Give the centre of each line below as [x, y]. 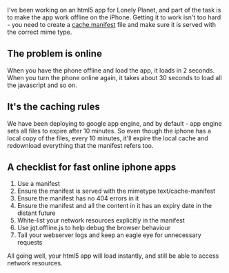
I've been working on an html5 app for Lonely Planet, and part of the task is [114, 10]
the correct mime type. [40, 32]
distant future [36, 213]
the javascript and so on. [42, 85]
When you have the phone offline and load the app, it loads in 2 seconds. [111, 70]
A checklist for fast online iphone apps [92, 168]
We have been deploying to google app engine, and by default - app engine [114, 123]
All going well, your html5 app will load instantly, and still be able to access [113, 256]
